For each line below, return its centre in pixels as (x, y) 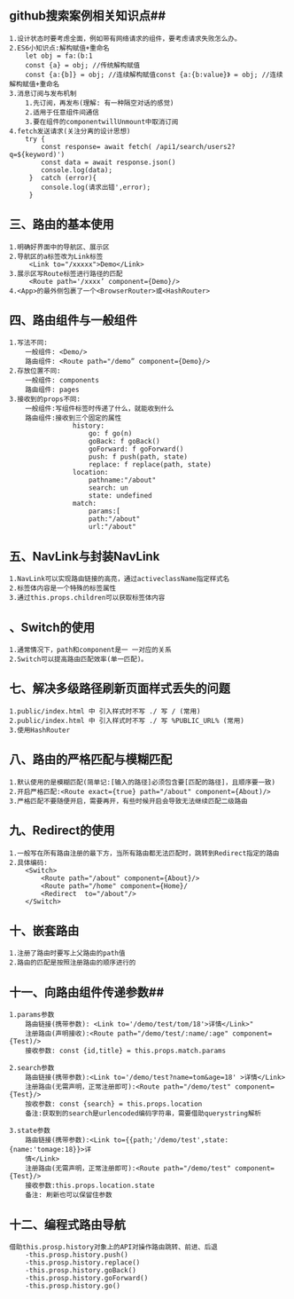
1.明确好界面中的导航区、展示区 (59, 247)
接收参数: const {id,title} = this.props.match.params (126, 1051)
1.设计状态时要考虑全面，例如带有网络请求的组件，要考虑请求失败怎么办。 (125, 38)
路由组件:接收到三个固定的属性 (73, 418)
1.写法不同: (29, 343)
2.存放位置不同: (35, 371)
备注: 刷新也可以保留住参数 (69, 1195)
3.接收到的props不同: (45, 399)
